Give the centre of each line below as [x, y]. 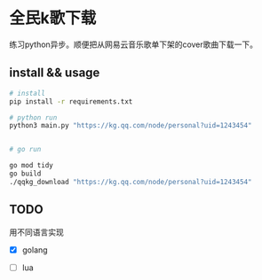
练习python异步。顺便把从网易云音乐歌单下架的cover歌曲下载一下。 [134, 44]
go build [25, 174]
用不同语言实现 [36, 232]
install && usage [55, 73]
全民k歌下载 [53, 18]
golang [35, 250]
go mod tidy [31, 166]
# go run [25, 150]
